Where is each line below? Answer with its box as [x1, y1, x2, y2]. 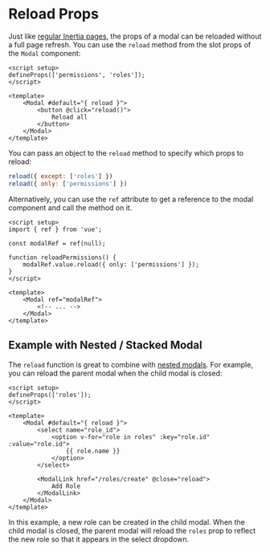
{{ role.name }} [65, 447, 121, 455]
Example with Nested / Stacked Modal [8, 339, 202, 352]
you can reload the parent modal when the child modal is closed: [8, 368, 223, 378]
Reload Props [8, 5, 99, 23]
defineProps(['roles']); [8, 391, 92, 399]
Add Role [51, 482, 81, 490]
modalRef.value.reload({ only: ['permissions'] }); [22, 260, 199, 269]
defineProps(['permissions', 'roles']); [8, 71, 146, 79]
